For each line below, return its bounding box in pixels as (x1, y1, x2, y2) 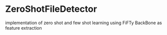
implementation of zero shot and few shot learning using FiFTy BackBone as (5, 20, 162, 26)
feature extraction (5, 25, 42, 31)
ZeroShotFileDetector (5, 3, 97, 15)
